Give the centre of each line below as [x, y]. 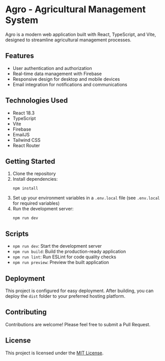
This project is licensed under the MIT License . [54, 353]
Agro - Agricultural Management [76, 9]
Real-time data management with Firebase [57, 74]
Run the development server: [43, 209]
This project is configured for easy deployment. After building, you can [79, 291]
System [22, 20]
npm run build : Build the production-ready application [69, 252]
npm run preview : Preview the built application [61, 262]
